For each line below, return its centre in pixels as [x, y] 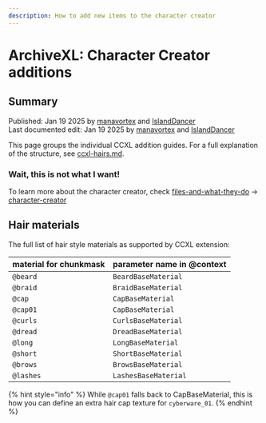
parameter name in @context [170, 264]
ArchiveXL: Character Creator [109, 55]
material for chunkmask [59, 264]
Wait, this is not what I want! [64, 174]
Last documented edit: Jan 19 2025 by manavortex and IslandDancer [122, 130]
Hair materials [44, 225]
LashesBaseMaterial [150, 375]
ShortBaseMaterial [148, 353]
